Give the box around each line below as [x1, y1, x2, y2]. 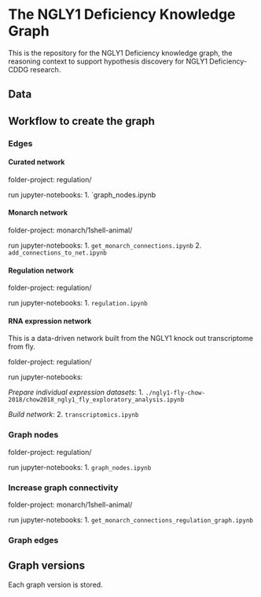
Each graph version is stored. [8, 580, 104, 589]
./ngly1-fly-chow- [145, 389, 206, 397]
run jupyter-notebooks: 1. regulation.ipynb [8, 298, 148, 308]
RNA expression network [8, 316, 92, 325]
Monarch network [8, 208, 68, 218]
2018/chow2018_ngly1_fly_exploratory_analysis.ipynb [8, 396, 185, 404]
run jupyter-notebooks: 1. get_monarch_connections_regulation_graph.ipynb [8, 515, 254, 525]
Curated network [8, 157, 65, 167]
